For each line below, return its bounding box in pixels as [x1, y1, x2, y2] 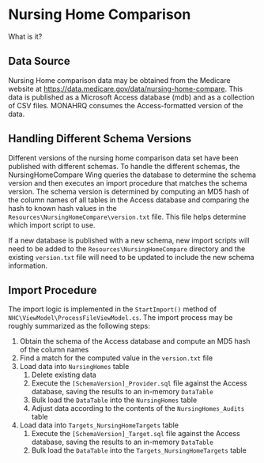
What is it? [8, 32, 43, 41]
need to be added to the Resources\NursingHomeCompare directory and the [8, 243, 246, 254]
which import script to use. [8, 220, 96, 230]
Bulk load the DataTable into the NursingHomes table [31, 395, 198, 405]
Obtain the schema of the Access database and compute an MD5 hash [19, 337, 251, 346]
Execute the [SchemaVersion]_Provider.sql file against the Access [31, 378, 247, 388]
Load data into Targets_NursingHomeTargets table [19, 420, 179, 430]
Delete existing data [31, 370, 96, 380]
